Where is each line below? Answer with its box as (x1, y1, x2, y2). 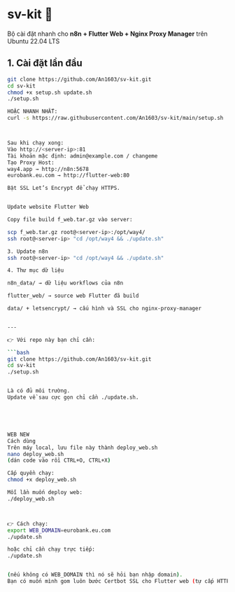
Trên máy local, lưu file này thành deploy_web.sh (7, 444, 158, 451)
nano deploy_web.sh (7, 450, 64, 457)
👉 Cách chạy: (7, 520, 49, 528)
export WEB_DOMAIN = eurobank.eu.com (7, 527, 111, 534)
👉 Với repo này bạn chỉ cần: (7, 336, 96, 343)
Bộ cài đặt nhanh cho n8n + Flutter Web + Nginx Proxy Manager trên (7, 29, 208, 38)
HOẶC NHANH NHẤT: (7, 108, 58, 115)
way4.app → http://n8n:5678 (7, 165, 90, 172)
